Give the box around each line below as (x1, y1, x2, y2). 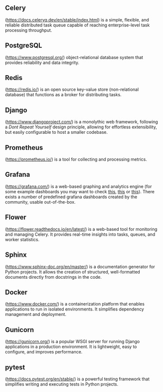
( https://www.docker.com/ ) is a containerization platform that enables (5, 301, 145, 307)
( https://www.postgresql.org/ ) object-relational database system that (5, 54, 144, 60)
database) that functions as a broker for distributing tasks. (5, 92, 122, 98)
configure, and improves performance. (5, 349, 83, 355)
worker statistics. (5, 236, 40, 242)
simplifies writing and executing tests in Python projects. (5, 381, 118, 387)
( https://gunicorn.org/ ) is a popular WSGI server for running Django (5, 339, 140, 345)
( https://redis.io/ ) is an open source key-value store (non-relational (5, 86, 139, 92)
